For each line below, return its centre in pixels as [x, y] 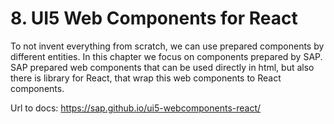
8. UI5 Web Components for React [154, 18]
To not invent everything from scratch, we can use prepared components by [167, 46]
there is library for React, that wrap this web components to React [146, 78]
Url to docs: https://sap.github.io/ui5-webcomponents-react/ [136, 108]
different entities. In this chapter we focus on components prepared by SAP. [166, 56]
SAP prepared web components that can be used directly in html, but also [162, 67]
